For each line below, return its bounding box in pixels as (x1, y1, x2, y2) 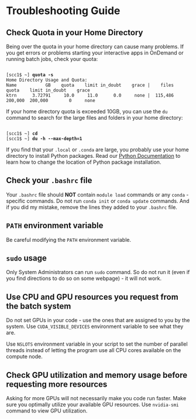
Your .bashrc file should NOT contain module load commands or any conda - (6, 191, 189, 198)
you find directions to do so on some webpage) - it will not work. (6, 275, 162, 282)
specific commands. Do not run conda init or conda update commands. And (6, 197, 190, 204)
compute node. (6, 353, 43, 360)
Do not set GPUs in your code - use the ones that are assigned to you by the (6, 317, 190, 324)
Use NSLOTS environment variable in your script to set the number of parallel (6, 340, 188, 347)
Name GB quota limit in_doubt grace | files (6, 82, 174, 88)
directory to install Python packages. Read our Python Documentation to (6, 153, 181, 159)
